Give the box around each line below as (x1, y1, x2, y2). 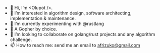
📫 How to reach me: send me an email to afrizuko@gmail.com (10, 42, 140, 48)
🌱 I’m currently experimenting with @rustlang (10, 20, 104, 26)
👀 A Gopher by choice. (10, 26, 57, 32)
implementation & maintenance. (10, 15, 76, 21)
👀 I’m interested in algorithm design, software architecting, (10, 10, 132, 16)
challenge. (10, 36, 32, 42)
